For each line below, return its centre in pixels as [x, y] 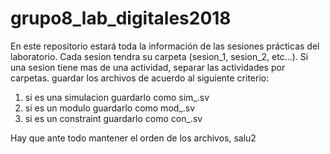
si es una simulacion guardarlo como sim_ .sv [117, 97]
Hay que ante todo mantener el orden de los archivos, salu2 [133, 138]
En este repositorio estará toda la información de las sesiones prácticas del [165, 46]
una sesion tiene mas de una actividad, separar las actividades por [148, 67]
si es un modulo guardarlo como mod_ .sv [110, 108]
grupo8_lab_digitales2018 [121, 18]
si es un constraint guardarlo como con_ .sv [113, 118]
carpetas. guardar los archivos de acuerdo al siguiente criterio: [140, 78]
